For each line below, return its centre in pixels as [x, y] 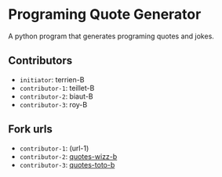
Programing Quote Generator [105, 14]
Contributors [40, 61]
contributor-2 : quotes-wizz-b [68, 156]
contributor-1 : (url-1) [54, 148]
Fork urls [31, 130]
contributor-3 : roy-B [53, 104]
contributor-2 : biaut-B [56, 96]
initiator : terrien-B [52, 79]
